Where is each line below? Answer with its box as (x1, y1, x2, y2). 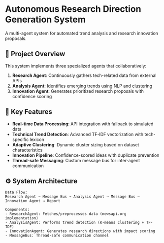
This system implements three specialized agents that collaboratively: (5, 63, 147, 69)
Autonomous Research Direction (5, 3, 141, 15)
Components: (5, 207, 30, 212)
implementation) (5, 216, 38, 221)
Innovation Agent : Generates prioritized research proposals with (12, 88, 144, 94)
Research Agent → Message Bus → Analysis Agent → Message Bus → (5, 194, 140, 199)
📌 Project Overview (5, 50, 66, 58)
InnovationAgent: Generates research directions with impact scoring (9, 229, 155, 234)
